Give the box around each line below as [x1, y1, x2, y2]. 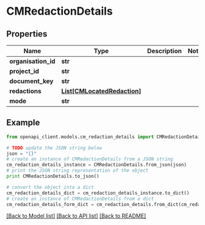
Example [6, 117, 40, 128]
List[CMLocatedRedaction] [61, 87, 142, 95]
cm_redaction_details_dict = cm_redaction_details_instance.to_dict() [6, 190, 190, 196]
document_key [9, 77, 54, 85]
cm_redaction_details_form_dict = [6, 201, 95, 207]
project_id [9, 67, 40, 75]
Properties [6, 29, 48, 39]
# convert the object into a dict [6, 184, 95, 190]
